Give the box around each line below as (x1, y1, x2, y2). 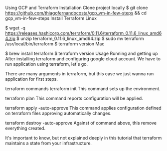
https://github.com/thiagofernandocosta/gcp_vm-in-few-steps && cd (5, 10, 147, 16)
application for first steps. (5, 76, 58, 82)
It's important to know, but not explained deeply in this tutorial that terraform (5, 135, 162, 141)
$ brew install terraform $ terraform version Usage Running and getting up (5, 50, 158, 56)
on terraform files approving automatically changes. (5, 110, 112, 116)
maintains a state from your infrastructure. (5, 140, 92, 146)
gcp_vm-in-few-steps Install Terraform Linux (5, 15, 97, 21)
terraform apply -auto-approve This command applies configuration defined (5, 105, 162, 111)
